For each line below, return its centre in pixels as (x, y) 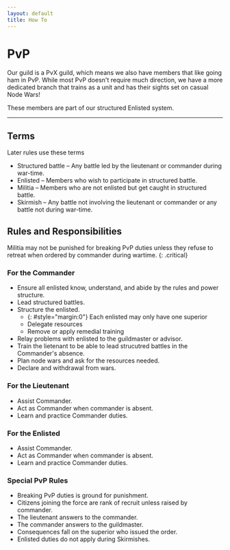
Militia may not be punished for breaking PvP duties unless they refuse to (110, 248)
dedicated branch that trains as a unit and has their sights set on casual (108, 87)
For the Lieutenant (38, 386)
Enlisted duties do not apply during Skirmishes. (84, 539)
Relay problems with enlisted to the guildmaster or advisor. (100, 339)
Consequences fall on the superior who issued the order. (97, 532)
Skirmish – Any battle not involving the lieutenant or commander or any (117, 203)
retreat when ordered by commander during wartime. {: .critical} (98, 255)
